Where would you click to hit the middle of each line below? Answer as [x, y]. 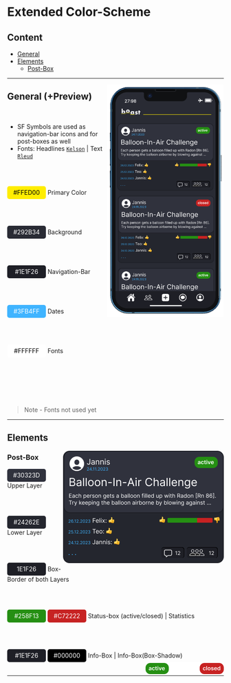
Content [25, 38]
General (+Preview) [50, 97]
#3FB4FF [26, 311]
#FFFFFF [26, 350]
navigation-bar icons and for [57, 134]
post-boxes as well [44, 141]
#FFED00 [26, 192]
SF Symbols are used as [51, 126]
